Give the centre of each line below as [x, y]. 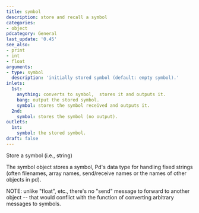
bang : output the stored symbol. [58, 100]
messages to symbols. [34, 204]
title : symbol [24, 12]
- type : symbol [25, 72]
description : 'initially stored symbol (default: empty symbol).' [95, 78]
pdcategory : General [32, 34]
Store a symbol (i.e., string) [40, 155]
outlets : [17, 122]
